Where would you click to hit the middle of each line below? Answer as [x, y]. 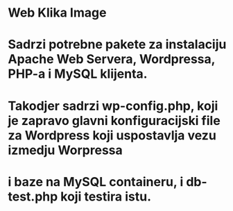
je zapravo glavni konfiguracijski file [114, 120]
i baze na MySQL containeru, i [96, 182]
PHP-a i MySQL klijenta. [78, 74]
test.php [33, 196]
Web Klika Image [57, 13]
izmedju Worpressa [66, 150]
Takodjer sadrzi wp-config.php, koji [113, 106]
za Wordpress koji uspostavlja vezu [112, 135]
